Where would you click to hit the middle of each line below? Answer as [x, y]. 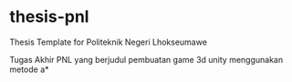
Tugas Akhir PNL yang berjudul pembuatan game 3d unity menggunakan [146, 59]
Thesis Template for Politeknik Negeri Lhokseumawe [109, 42]
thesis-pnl [49, 17]
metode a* [29, 69]
